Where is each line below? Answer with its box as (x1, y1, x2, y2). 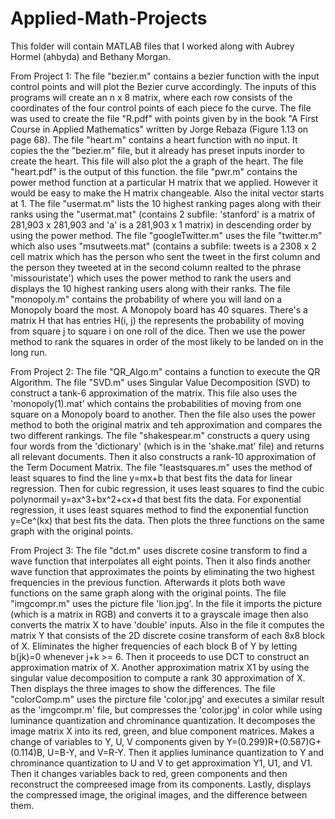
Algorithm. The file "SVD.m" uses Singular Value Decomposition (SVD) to (10, 376, 311, 388)
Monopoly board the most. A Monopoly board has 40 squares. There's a (10, 303, 308, 316)
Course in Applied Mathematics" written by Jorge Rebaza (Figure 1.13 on (10, 123, 309, 135)
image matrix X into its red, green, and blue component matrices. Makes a (10, 725, 315, 737)
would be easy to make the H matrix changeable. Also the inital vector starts (10, 187, 325, 199)
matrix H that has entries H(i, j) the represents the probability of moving (10, 314, 305, 326)
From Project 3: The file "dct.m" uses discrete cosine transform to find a (10, 544, 308, 556)
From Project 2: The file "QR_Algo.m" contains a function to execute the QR (10, 365, 321, 377)
